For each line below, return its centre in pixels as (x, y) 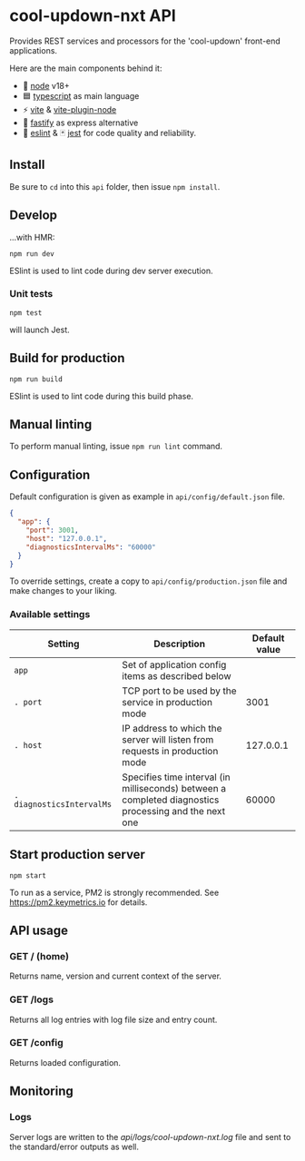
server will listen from (168, 739)
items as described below (177, 675)
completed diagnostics (171, 800)
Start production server (77, 855)
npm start (28, 876)
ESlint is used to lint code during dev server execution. (111, 271)
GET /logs (32, 999)
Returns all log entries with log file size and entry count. (113, 1019)
